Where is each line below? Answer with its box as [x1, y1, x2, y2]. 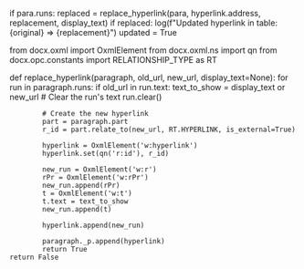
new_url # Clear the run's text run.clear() [9, 91, 162, 102]
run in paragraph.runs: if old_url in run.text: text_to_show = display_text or [9, 82, 286, 92]
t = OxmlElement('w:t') [42, 189, 132, 198]
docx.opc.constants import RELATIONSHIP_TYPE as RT [9, 55, 217, 65]
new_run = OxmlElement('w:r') [42, 165, 157, 174]
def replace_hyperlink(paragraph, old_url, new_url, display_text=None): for [9, 72, 289, 83]
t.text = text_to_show [42, 197, 129, 206]
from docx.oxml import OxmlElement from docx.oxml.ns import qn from [9, 45, 278, 56]
